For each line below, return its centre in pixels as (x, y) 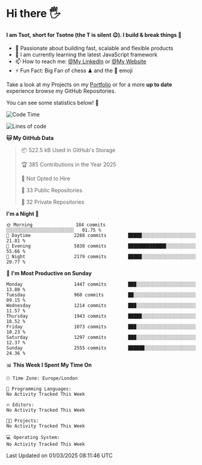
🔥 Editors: (20, 405)
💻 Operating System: (33, 438)
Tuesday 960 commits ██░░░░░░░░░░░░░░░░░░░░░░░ (101, 295)
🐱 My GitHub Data (30, 138)
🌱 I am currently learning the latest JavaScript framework (86, 55)
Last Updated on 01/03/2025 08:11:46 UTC (60, 456)
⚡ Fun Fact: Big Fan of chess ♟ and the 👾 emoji (74, 71)
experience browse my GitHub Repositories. (61, 91)
